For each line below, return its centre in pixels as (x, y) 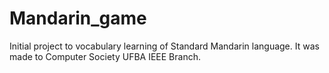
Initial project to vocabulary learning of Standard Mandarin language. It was (164, 46)
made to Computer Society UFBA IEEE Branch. (105, 56)
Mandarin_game (78, 18)
